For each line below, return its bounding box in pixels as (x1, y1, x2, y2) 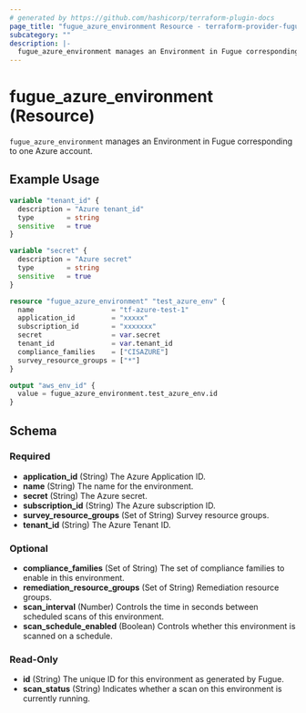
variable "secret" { (9, 247, 88, 256)
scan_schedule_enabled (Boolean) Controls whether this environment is (22, 621, 296, 632)
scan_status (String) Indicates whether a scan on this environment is (22, 684, 282, 695)
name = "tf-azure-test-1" (17, 305, 189, 314)
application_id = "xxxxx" (17, 313, 148, 323)
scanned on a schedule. (22, 630, 114, 642)
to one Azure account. (9, 146, 93, 157)
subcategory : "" (9, 30, 71, 39)
